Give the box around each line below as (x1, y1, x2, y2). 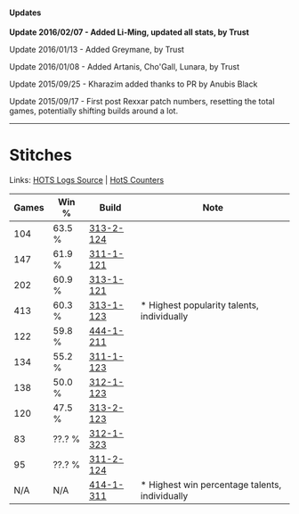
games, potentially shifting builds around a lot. (9, 105, 179, 116)
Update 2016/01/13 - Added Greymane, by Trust (9, 45, 185, 55)
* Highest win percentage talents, (141, 478, 282, 491)
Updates (9, 7, 42, 18)
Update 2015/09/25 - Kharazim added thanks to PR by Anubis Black (9, 79, 258, 89)
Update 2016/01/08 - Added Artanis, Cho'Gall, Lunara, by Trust (9, 62, 240, 72)
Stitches (9, 145, 73, 165)
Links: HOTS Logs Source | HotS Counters (9, 175, 165, 186)
